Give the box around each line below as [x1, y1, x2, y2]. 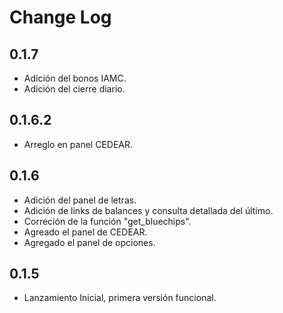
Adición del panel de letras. [23, 194, 137, 206]
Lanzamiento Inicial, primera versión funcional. [23, 292, 217, 304]
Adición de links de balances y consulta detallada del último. [23, 204, 274, 216]
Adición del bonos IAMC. [23, 72, 127, 84]
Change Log [9, 6, 112, 29]
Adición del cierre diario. [23, 83, 126, 95]
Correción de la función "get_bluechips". [23, 215, 192, 227]
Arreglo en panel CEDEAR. [23, 138, 134, 150]
